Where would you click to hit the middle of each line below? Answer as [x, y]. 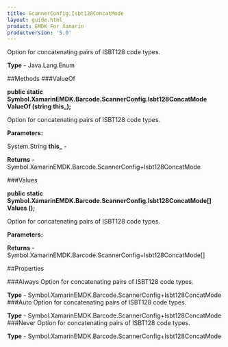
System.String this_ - [37, 146]
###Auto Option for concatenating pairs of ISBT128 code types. [97, 302]
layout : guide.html [35, 20]
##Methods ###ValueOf [41, 79]
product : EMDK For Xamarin [46, 26]
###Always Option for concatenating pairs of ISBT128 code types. [100, 282]
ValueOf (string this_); [39, 106]
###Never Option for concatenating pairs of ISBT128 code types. [99, 323]
